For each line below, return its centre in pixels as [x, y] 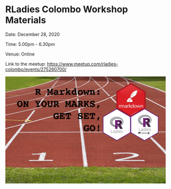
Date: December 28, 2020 [33, 34]
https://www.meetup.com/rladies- [82, 64]
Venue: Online [20, 54]
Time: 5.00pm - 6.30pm [30, 44]
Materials [26, 20]
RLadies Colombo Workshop [67, 9]
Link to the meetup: [25, 64]
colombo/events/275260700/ [36, 69]
